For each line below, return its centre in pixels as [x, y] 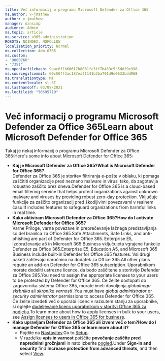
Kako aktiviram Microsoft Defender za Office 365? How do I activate [83, 218]
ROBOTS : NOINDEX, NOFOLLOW [33, 42]
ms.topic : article [24, 32]
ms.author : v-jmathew [27, 14]
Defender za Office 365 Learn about [79, 127]
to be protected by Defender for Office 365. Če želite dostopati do [79, 280]
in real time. [24, 212]
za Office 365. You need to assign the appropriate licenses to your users [85, 275]
